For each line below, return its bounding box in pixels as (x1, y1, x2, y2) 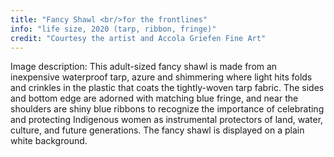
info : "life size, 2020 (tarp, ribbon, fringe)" (10, 24, 217, 34)
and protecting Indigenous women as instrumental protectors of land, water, (10, 114, 324, 126)
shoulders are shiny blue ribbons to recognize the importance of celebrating (10, 103, 325, 115)
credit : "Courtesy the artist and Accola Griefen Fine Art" (10, 33, 267, 43)
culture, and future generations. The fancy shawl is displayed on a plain (10, 124, 305, 136)
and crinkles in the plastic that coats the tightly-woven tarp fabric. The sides (10, 82, 325, 94)
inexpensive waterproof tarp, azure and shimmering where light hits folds (10, 71, 313, 83)
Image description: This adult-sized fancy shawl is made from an (10, 61, 278, 73)
